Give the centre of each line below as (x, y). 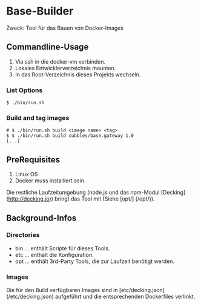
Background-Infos (41, 218)
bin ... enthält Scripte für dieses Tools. (62, 248)
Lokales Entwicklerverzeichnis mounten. (65, 68)
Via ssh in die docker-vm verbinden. (60, 61)
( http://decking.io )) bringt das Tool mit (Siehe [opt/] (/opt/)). (81, 199)
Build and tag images (38, 118)
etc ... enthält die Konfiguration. (54, 254)
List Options (25, 90)
